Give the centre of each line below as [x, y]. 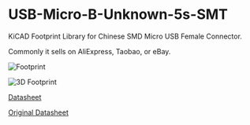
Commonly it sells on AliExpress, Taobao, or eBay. [90, 51]
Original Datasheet [38, 112]
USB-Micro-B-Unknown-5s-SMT [118, 15]
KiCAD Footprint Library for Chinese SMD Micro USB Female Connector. [125, 36]
